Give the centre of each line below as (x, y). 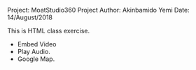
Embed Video (37, 44)
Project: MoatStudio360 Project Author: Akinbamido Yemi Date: (99, 10)
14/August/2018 (30, 17)
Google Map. (36, 59)
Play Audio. (34, 52)
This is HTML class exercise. (49, 31)
